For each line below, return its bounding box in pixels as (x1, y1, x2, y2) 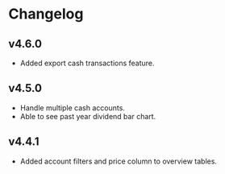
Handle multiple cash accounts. (19, 102, 125, 113)
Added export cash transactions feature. (19, 58, 155, 68)
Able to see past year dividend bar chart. (19, 111, 156, 121)
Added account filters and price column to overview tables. (19, 156, 218, 166)
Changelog (8, 5, 84, 23)
